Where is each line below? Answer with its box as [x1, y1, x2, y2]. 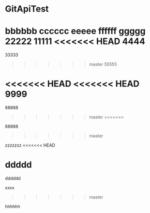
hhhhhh [5, 204, 20, 209]
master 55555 [89, 62, 117, 67]
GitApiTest [5, 3, 49, 15]
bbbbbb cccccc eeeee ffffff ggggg [5, 26, 146, 37]
